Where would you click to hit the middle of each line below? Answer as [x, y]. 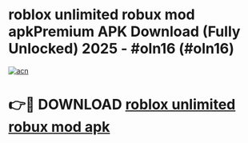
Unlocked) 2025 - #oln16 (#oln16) [121, 49]
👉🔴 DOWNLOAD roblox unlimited [122, 105]
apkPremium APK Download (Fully [124, 32]
